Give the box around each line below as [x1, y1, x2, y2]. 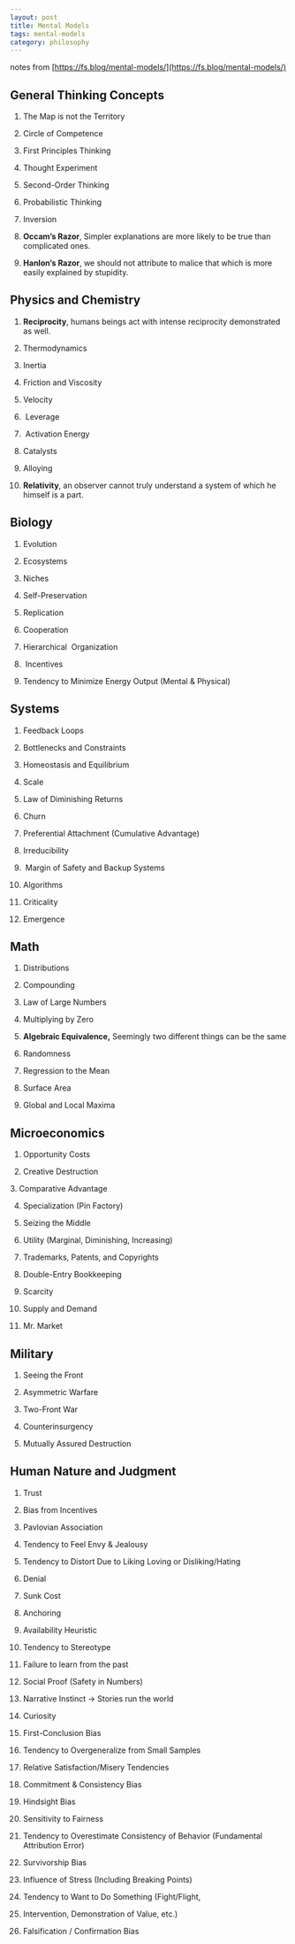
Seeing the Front [22, 1369, 84, 1380]
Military [10, 1346, 54, 1362]
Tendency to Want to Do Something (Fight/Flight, [22, 1891, 201, 1902]
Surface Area [22, 1083, 72, 1093]
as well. [22, 325, 51, 336]
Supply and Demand [22, 1303, 98, 1315]
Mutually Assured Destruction [22, 1438, 132, 1448]
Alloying [22, 462, 53, 474]
